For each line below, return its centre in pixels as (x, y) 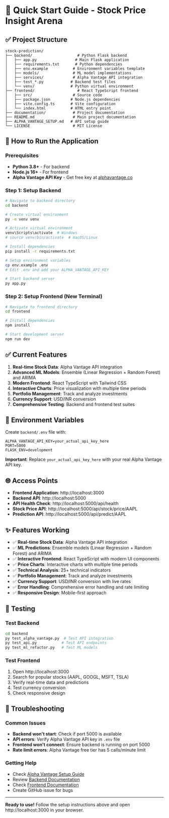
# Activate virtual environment (39, 228)
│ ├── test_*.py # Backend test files (60, 82)
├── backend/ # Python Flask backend (66, 55)
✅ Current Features (36, 355)
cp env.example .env (27, 265)
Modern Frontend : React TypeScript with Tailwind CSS (69, 383)
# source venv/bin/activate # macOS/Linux (52, 238)
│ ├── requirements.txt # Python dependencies (64, 64)
